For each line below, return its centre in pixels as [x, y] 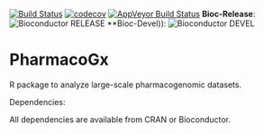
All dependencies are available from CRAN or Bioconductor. [120, 119]
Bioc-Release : [229, 14]
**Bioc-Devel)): [137, 23]
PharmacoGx [59, 60]
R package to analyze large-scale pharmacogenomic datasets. [125, 85]
